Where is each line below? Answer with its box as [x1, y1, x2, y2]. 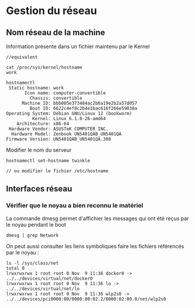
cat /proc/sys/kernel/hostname [6, 64, 83, 70]
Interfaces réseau [6, 184, 72, 194]
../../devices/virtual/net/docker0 [6, 275, 93, 282]
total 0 [6, 265, 25, 271]
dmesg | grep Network [6, 232, 59, 238]
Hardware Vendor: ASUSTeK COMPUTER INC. [8, 126, 109, 132]
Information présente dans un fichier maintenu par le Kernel [6, 43, 150, 50]
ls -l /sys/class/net [6, 260, 59, 266]
